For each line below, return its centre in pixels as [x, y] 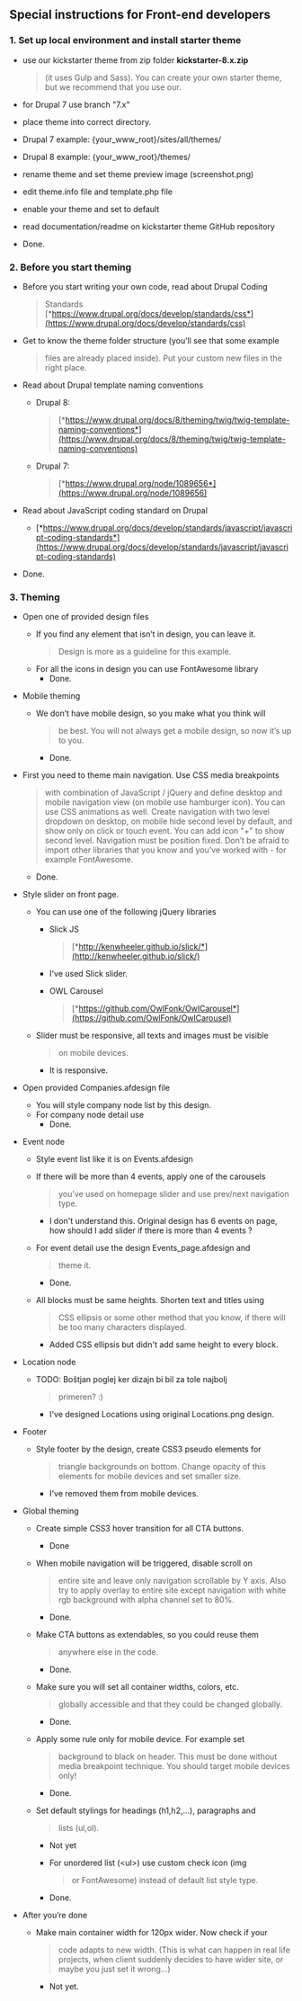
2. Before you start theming [71, 267]
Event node [44, 1142]
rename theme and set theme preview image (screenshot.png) [138, 174]
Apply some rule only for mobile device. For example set [140, 1739]
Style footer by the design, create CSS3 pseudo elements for [149, 1449]
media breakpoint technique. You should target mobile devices [174, 1766]
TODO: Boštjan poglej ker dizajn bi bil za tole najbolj [131, 1380]
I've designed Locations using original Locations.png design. [161, 1415]
